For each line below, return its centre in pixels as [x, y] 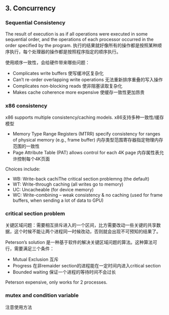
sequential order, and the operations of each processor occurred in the [79, 39]
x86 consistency [26, 106]
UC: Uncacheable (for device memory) [53, 189]
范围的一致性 [26, 146]
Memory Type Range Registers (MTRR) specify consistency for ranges [87, 133]
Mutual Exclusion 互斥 [36, 259]
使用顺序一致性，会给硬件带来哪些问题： [47, 62]
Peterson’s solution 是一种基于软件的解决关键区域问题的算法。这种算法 [79, 242]
